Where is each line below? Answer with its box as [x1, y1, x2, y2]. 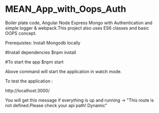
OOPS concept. [5, 30, 37, 36]
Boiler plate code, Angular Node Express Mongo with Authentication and [5, 20, 153, 26]
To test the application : [5, 78, 53, 84]
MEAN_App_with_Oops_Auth [5, 3, 126, 15]
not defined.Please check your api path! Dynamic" [5, 102, 108, 108]
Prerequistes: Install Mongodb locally [5, 39, 80, 45]
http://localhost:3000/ [5, 87, 50, 93]
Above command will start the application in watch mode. [5, 68, 122, 75]
